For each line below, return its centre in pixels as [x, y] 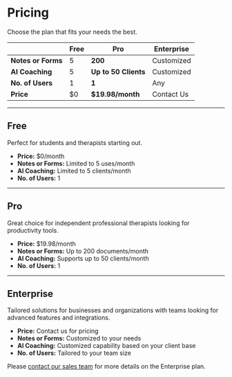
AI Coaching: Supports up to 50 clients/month [83, 258]
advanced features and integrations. [59, 318]
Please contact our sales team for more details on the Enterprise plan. [106, 367]
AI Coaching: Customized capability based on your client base [106, 346]
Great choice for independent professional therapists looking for [98, 223]
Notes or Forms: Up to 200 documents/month [83, 251]
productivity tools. [33, 230]
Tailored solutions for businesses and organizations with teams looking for [113, 310]
